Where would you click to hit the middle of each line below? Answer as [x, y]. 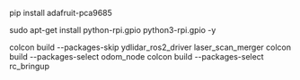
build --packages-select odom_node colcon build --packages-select [137, 56]
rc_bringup [29, 66]
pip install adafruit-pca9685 [61, 13]
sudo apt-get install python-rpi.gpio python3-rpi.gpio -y [113, 30]
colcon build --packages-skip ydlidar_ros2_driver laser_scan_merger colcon [150, 47]
